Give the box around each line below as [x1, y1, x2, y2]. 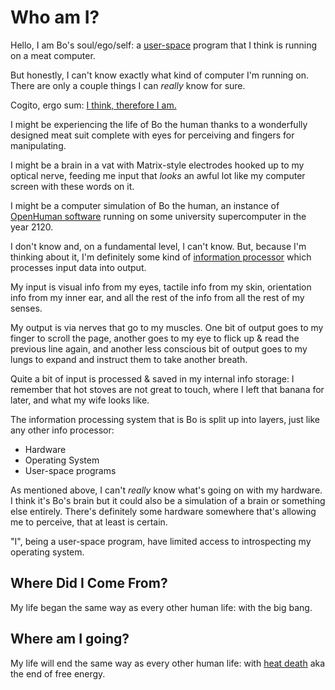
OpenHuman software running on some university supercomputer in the [10, 210, 307, 222]
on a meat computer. [10, 49, 96, 61]
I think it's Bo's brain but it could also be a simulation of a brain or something [10, 494, 326, 506]
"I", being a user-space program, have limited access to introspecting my [10, 535, 312, 547]
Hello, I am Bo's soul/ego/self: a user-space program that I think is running [10, 39, 318, 51]
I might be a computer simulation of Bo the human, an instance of [10, 199, 280, 211]
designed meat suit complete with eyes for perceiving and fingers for [10, 129, 295, 141]
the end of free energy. [10, 667, 106, 680]
